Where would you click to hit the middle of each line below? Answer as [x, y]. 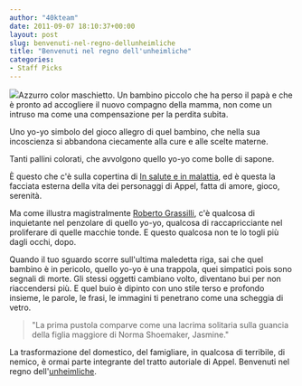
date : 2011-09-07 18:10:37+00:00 [72, 26]
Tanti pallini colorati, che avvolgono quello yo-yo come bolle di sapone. [142, 158]
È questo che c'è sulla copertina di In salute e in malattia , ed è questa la [142, 176]
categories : [32, 60]
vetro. [20, 307]
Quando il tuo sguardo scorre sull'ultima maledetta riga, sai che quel [137, 259]
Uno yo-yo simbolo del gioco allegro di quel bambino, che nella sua [135, 131]
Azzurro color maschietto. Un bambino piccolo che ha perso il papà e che [156, 95]
